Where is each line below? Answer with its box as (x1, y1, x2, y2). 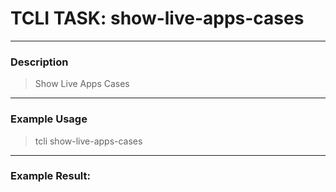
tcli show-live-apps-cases (34, 135, 143, 147)
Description (10, 55, 69, 69)
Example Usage (10, 112, 88, 126)
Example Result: (10, 169, 91, 183)
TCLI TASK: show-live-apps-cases (10, 7, 305, 30)
